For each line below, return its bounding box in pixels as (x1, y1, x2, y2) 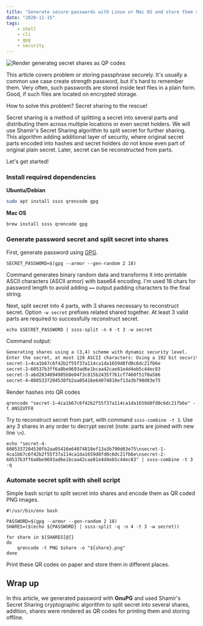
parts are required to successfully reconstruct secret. (6, 315, 139, 322)
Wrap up (6, 578, 39, 588)
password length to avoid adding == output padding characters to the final (6, 284, 190, 291)
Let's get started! (6, 158, 50, 165)
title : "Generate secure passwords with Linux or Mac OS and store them (6, 8, 193, 15)
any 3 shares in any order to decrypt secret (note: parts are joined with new (6, 422, 195, 430)
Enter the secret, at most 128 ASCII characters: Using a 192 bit (6, 355, 177, 361)
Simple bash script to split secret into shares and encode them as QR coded (6, 489, 195, 497)
